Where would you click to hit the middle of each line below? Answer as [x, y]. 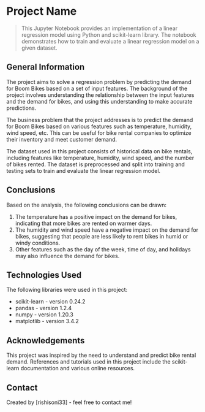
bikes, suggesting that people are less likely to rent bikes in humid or [102, 236]
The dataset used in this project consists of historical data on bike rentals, [99, 151]
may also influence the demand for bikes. [67, 256]
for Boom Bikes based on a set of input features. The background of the [97, 88]
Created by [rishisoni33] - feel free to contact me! [69, 402]
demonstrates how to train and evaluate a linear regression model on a [110, 41]
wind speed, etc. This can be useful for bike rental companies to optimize [99, 132]
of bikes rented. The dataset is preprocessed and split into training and [96, 164]
